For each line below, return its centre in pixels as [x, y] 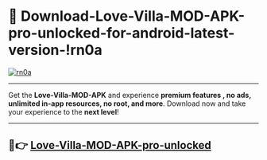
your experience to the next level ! [64, 111]
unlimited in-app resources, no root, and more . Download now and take [127, 103]
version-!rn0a [55, 50]
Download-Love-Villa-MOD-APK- [133, 16]
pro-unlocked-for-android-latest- [122, 33]
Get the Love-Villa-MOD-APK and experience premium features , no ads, [130, 95]
